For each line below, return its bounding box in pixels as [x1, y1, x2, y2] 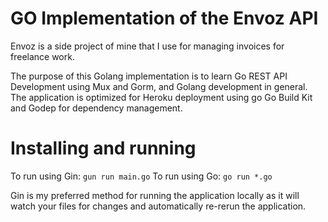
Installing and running [10, 137, 197, 160]
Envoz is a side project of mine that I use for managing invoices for [10, 40, 285, 52]
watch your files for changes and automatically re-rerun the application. [10, 200, 307, 212]
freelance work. [10, 50, 75, 62]
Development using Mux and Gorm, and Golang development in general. [10, 80, 308, 92]
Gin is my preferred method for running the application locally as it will [10, 189, 300, 201]
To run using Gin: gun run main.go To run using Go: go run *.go [10, 170, 273, 182]
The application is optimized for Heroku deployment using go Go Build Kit [10, 91, 313, 103]
